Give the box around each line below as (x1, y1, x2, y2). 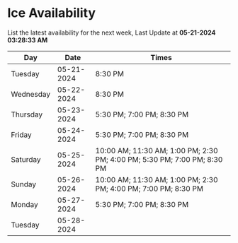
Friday (11, 129, 32, 139)
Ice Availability (7, 5, 96, 21)
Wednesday (11, 89, 51, 99)
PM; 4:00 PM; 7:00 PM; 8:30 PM (95, 184, 204, 194)
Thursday (11, 109, 43, 119)
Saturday (11, 154, 41, 164)
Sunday (11, 179, 37, 189)
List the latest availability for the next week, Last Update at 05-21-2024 (7, 28, 216, 37)
